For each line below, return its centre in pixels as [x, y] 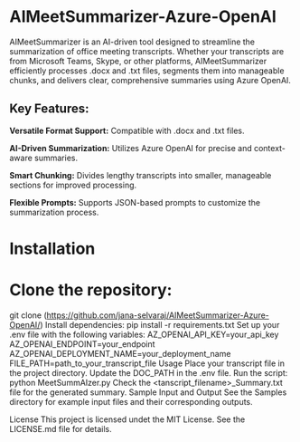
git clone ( [28, 315]
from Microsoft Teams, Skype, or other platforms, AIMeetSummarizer [138, 61]
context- [270, 148]
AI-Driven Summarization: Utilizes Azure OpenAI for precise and [131, 148]
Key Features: [49, 109]
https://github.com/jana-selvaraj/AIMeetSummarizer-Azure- [158, 315]
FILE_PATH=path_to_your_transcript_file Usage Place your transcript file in [147, 363]
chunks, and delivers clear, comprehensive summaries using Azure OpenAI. [150, 80]
